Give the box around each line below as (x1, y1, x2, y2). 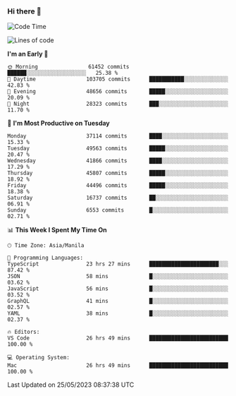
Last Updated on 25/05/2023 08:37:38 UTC (7, 380, 135, 389)
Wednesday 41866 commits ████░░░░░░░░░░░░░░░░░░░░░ (7, 157, 229, 164)
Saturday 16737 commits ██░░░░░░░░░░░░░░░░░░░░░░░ (7, 194, 229, 202)
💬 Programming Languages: (7, 254, 83, 262)
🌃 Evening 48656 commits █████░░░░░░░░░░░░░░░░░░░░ (7, 88, 229, 95)
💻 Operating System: (7, 354, 70, 361)
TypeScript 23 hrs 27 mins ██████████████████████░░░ (7, 260, 229, 268)
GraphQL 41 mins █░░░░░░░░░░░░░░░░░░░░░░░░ (7, 298, 229, 305)
